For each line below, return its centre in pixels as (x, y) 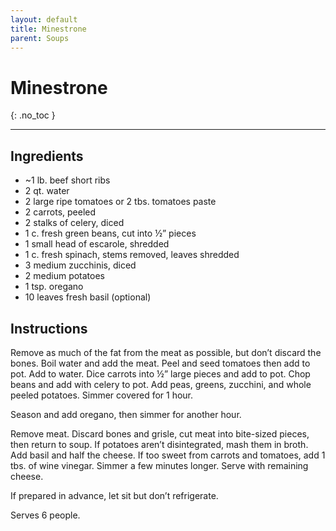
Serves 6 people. (45, 515)
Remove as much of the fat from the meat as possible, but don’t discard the (166, 352)
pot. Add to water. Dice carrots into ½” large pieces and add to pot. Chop (160, 373)
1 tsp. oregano (54, 287)
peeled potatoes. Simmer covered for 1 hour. (102, 395)
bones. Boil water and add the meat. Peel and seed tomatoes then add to (160, 363)
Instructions (49, 328)
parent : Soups (40, 38)
